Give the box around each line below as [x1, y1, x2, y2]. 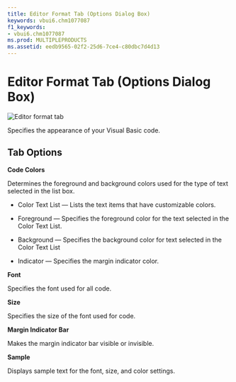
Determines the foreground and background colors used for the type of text [7, 179, 228, 188]
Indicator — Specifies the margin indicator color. [17, 257, 159, 265]
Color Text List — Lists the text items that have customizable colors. [17, 200, 216, 209]
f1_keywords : [7, 23, 46, 30]
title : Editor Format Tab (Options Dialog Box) [7, 10, 151, 18]
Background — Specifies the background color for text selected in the [17, 235, 222, 244]
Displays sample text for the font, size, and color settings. [7, 366, 176, 375]
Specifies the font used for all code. [7, 284, 112, 293]
